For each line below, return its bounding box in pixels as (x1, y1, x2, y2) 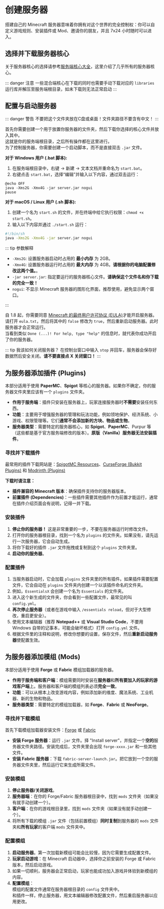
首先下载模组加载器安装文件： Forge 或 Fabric (5, 727, 96, 733)
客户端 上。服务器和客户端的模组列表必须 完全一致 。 (16, 683, 120, 689)
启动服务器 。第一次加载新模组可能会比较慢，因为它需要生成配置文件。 (12, 849, 154, 855)
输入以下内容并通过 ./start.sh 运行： (12, 221, 88, 227)
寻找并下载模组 (5, 715, 41, 722)
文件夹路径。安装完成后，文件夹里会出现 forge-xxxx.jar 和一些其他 (20, 744, 157, 750)
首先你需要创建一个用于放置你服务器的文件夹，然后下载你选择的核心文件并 (5, 126, 155, 132)
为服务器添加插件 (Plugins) (5, 369, 86, 377)
